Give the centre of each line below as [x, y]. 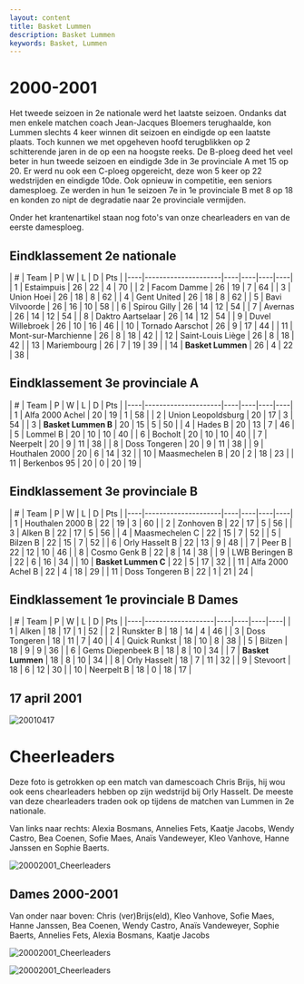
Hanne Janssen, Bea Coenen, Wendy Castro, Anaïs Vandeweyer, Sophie [144, 925]
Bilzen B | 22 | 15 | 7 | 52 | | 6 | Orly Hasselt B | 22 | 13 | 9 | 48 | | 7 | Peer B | [151, 542]
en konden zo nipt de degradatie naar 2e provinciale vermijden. [128, 200]
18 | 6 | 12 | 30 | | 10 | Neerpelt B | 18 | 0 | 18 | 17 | [101, 670]
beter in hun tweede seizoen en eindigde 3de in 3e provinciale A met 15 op [149, 162]
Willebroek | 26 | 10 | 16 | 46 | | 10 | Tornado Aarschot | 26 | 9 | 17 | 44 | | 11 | [151, 326]
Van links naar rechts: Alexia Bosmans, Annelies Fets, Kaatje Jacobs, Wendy [152, 829]
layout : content [40, 18]
